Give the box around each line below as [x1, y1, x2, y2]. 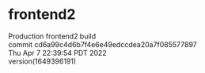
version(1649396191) [8, 57, 77, 66]
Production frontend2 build [8, 31, 97, 41]
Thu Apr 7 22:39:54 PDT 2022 [8, 48, 107, 57]
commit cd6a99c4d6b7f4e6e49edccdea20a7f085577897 [8, 39, 197, 49]
